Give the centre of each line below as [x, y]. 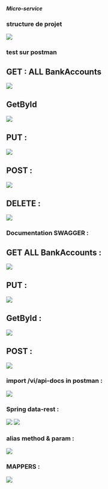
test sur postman [31, 52]
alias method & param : [40, 439]
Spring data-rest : [33, 409]
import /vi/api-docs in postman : [55, 381]
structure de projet [34, 24]
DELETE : [23, 203]
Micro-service [25, 8]
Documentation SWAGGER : [47, 233]
